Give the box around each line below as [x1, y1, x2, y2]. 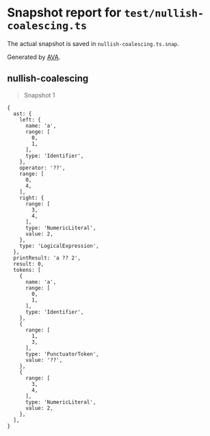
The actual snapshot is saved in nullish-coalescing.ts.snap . [7, 39, 179, 47]
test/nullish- [124, 7, 204, 20]
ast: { [13, 110, 32, 117]
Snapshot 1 [23, 91, 55, 99]
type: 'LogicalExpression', [19, 242, 99, 249]
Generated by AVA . [7, 53, 61, 61]
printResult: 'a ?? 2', [13, 254, 81, 262]
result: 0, [13, 260, 44, 267]
